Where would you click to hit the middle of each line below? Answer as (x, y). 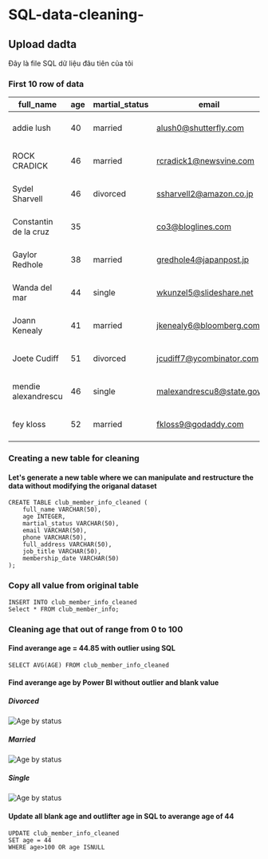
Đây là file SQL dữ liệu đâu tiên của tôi (71, 63)
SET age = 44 (30, 840)
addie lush (32, 128)
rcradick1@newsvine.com (206, 161)
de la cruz (31, 232)
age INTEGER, (44, 517)
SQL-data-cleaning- (76, 15)
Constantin (33, 222)
